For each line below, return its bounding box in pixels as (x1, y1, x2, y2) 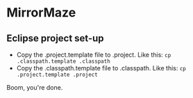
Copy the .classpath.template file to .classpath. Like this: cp (16, 64, 187, 72)
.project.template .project (16, 71, 98, 78)
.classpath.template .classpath (16, 58, 110, 65)
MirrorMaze (6, 5, 76, 21)
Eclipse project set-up (6, 32, 105, 44)
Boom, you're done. (6, 84, 63, 91)
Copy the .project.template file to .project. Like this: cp (16, 50, 171, 59)
